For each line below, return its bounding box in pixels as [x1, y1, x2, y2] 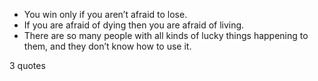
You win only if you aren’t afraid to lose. [23, 9, 188, 20]
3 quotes [9, 60, 46, 71]
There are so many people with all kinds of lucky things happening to [23, 30, 309, 41]
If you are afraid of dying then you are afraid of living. [23, 19, 245, 31]
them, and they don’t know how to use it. [23, 40, 192, 52]
